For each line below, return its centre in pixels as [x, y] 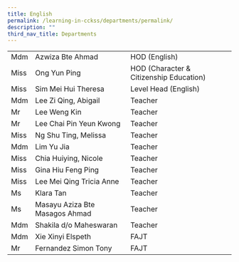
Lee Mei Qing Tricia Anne [77, 182]
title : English [30, 14]
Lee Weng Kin [58, 112]
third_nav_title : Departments [52, 34]
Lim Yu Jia [52, 147]
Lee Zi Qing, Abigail [68, 100]
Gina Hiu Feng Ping [67, 170]
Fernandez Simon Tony [74, 248]
